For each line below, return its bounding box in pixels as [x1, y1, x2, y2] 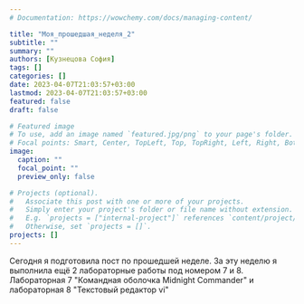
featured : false [9, 97, 71, 106]
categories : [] [9, 71, 67, 81]
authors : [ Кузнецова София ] [9, 55, 116, 64]
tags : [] [9, 63, 43, 72]
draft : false [9, 105, 59, 114]
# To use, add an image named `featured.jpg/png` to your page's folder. [9, 130, 294, 139]
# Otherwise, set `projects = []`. [9, 223, 152, 232]
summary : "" [9, 46, 54, 55]
